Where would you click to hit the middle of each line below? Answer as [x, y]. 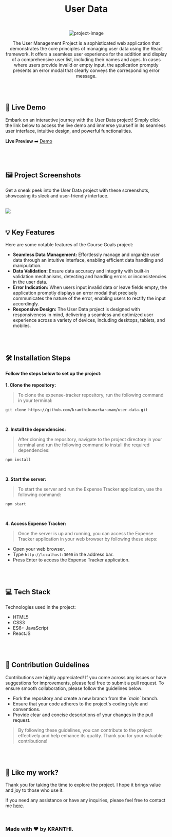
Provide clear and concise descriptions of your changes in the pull [83, 715]
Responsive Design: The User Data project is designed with [76, 310]
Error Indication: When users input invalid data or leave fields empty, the [90, 287]
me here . [15, 806]
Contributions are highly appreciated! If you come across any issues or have [86, 677]
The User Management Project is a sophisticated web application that [86, 43]
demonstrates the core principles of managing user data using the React [86, 48]
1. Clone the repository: [31, 385]
